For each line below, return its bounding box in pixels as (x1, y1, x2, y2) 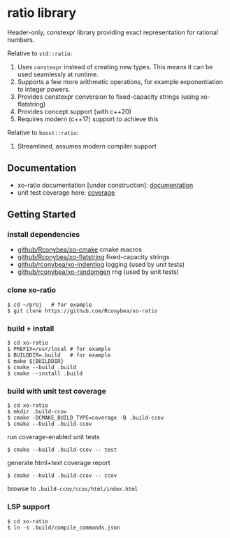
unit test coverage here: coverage (17, 188, 115, 197)
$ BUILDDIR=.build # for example (7, 352, 111, 359)
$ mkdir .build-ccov (7, 408, 68, 415)
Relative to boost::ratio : (7, 128, 79, 137)
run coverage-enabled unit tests (7, 433, 100, 441)
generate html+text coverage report (7, 459, 110, 467)
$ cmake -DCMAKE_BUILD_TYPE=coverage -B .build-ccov (7, 415, 164, 422)
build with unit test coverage (7, 386, 106, 396)
